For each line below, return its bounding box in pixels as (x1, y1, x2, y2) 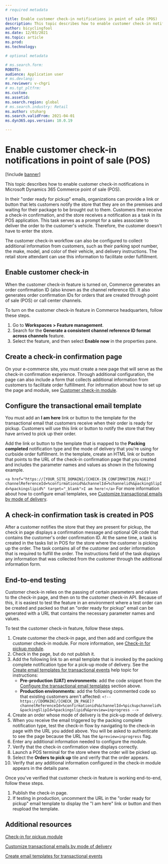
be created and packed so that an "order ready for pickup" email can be (5, 605, 153, 611)
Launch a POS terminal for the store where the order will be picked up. (12, 749, 158, 755)
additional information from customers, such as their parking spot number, (5, 243, 158, 249)
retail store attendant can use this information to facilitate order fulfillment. (5, 253, 158, 259)
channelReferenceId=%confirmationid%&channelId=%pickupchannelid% (19, 703, 161, 708)
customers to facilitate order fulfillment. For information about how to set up (5, 381, 161, 388)
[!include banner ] (5, 171, 41, 177)
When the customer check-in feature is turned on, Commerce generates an (5, 281, 160, 287)
